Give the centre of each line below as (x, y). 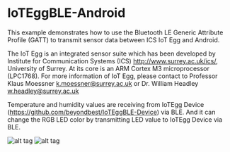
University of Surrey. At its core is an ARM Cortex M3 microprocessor (109, 68)
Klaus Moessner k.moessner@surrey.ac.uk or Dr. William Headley (103, 83)
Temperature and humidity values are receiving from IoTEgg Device (106, 104)
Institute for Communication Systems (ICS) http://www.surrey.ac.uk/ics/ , (113, 61)
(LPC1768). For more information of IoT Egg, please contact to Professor (113, 76)
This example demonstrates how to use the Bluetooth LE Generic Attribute (115, 32)
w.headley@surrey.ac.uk (43, 91)
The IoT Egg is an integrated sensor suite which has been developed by (111, 53)
